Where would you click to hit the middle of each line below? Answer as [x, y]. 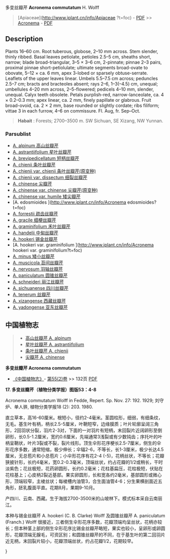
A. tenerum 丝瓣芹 [31, 295]
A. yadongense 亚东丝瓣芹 [40, 308]
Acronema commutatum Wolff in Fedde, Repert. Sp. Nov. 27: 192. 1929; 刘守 [84, 400]
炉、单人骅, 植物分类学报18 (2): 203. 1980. [49, 407]
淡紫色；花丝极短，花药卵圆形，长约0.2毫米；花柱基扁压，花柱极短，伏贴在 [84, 468]
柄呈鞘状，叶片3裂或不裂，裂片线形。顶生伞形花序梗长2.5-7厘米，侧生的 [81, 443]
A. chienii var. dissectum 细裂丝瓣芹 [50, 178]
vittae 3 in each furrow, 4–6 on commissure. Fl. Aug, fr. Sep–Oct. [73, 110]
